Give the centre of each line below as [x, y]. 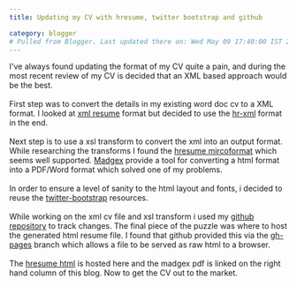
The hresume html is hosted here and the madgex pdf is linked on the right [145, 264]
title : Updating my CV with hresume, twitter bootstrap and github [136, 17]
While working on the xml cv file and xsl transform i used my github [132, 216]
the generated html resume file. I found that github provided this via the [139, 236]
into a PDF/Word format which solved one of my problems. [116, 170]
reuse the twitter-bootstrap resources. [79, 198]
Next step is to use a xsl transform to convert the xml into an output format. [146, 141]
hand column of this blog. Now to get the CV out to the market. [124, 273]
